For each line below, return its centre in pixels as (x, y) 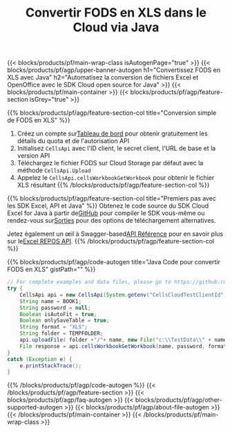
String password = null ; (55, 308)
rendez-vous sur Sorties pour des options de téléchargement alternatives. (112, 221)
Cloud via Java (116, 27)
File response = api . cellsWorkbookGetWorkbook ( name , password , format (123, 346)
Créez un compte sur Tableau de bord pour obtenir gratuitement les (113, 133)
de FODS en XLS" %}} (39, 120)
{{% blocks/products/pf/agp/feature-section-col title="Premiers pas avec (112, 199)
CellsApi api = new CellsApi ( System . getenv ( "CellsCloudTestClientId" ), (125, 295)
